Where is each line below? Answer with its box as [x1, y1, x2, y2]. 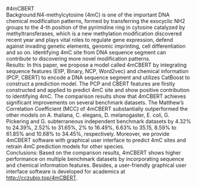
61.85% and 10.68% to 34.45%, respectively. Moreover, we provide [6, 130, 170, 137]
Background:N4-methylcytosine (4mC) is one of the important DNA [6, 11, 170, 18]
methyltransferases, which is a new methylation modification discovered [6, 30, 182, 37]
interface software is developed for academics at [6, 168, 126, 175]
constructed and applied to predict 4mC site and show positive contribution [6, 87, 190, 93]
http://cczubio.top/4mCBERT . [6, 174, 78, 181]
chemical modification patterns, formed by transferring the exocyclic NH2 [6, 18, 186, 24]
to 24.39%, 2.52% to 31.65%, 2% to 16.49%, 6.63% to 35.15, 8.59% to [6, 124, 177, 131]
